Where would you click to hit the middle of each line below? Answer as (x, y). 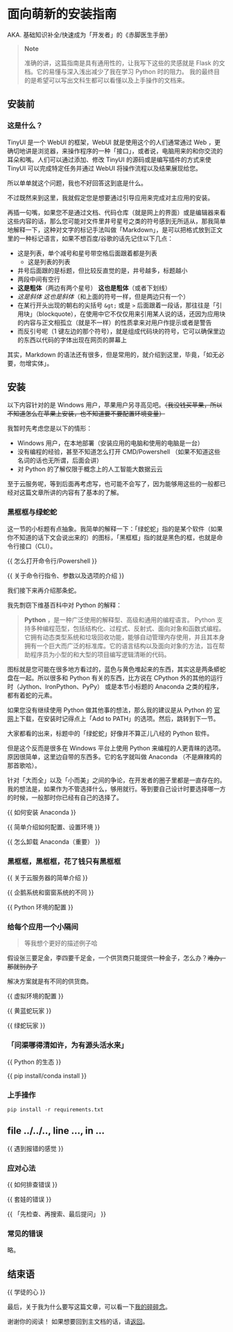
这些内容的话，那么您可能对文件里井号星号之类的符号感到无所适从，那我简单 (116, 221)
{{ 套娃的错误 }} (29, 1200)
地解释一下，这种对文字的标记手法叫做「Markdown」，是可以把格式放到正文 (115, 230)
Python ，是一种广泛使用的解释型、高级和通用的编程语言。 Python (120, 620)
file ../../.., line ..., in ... (56, 1131)
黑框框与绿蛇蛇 (32, 512)
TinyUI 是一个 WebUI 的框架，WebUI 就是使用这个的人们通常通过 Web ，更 (114, 142)
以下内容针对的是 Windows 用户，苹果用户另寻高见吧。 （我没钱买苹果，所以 (115, 405)
